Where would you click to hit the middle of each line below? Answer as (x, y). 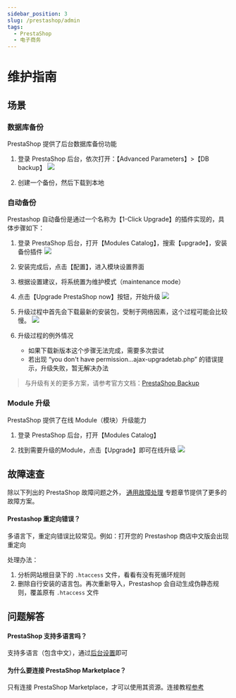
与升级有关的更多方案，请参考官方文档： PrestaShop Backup (112, 383)
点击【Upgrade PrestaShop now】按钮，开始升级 (89, 297)
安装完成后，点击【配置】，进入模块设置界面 (81, 267)
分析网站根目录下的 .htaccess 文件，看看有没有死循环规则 (101, 575)
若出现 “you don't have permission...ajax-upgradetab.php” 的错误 (123, 360)
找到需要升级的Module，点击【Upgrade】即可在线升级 (97, 450)
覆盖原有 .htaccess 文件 (65, 592)
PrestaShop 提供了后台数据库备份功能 (62, 144)
